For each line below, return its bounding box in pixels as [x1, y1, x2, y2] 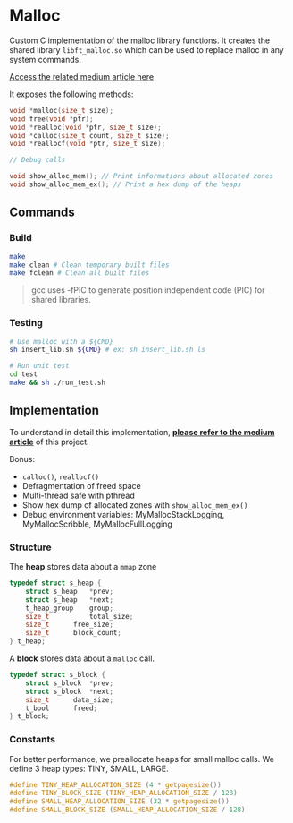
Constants [9, 733, 56, 746]
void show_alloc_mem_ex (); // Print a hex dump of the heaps [9, 180, 242, 189]
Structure [9, 541, 52, 553]
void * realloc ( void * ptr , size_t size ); [9, 123, 163, 132]
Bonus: [9, 453, 36, 464]
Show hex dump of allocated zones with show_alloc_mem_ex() [21, 499, 248, 510]
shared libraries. [30, 295, 91, 305]
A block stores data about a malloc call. [9, 653, 155, 664]
